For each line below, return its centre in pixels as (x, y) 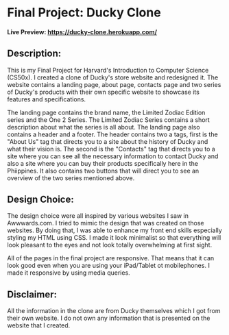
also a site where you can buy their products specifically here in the (103, 163)
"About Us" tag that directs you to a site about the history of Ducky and (108, 141)
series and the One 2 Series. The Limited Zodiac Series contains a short (109, 120)
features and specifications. (47, 99)
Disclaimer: (32, 294)
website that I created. (39, 325)
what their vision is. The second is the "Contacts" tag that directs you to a (111, 149)
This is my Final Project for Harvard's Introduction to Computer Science (108, 70)
